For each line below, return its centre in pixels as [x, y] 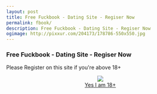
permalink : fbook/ [29, 23]
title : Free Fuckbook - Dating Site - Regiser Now [70, 17]
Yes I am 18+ [100, 85]
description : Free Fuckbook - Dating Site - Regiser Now [78, 28]
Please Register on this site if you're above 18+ [64, 68]
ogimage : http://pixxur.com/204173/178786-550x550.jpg [76, 34]
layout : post [22, 12]
